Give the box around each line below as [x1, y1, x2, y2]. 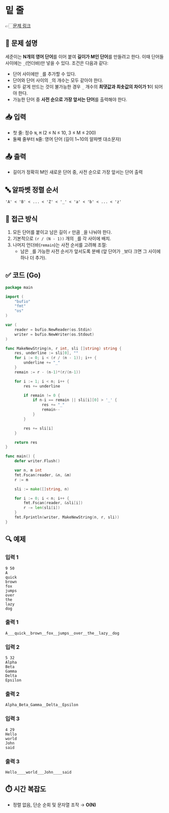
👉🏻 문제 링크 [5, 22, 31, 29]
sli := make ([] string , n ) [14, 486, 70, 491]
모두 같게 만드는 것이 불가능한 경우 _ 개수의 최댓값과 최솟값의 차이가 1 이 [12, 83, 154, 89]
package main [5, 285, 33, 290]
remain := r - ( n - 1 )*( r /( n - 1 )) [14, 369, 81, 375]
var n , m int [14, 468, 42, 473]
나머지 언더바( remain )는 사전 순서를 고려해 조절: [12, 242, 107, 248]
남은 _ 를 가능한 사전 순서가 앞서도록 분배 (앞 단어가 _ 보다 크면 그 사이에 [20, 249, 161, 254]
